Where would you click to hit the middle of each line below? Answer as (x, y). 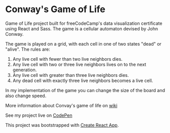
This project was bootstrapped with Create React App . (62, 125)
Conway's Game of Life (55, 9)
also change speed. (26, 96)
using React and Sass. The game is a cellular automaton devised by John (82, 28)
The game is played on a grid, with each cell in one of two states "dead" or (83, 43)
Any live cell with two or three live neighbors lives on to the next (79, 64)
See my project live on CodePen (39, 115)
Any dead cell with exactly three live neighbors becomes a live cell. (83, 80)
